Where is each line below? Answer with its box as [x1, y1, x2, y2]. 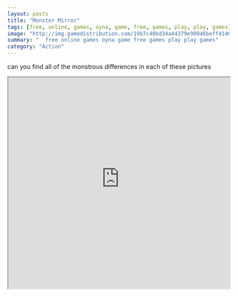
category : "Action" [7, 43, 65, 50]
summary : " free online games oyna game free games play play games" [7, 37, 219, 44]
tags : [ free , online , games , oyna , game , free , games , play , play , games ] [7, 23, 232, 30]
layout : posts [7, 10, 49, 18]
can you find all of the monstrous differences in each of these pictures [7, 63, 211, 70]
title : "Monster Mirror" [7, 17, 80, 24]
